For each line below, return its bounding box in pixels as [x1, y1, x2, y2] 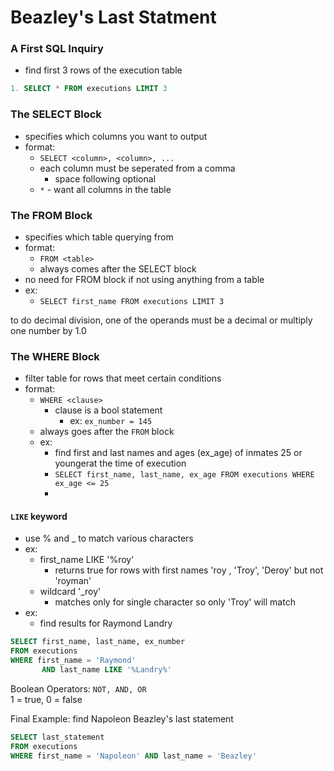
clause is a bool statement [54, 404, 163, 416]
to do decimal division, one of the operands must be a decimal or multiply [10, 314, 313, 326]
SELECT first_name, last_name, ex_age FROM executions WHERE [54, 470, 315, 480]
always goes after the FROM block [39, 426, 175, 438]
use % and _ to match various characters [24, 532, 194, 545]
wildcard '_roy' [39, 586, 102, 598]
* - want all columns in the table [39, 183, 172, 195]
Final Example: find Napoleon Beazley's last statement [10, 712, 234, 725]
